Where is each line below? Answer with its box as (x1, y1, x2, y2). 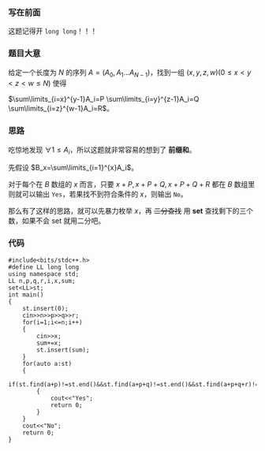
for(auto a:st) (22, 360, 73, 367)
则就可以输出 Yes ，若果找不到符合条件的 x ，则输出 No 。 (8, 189, 188, 199)
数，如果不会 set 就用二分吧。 (8, 216, 106, 225)
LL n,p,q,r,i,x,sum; (8, 277, 77, 285)
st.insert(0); (22, 304, 69, 312)
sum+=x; (36, 339, 62, 347)
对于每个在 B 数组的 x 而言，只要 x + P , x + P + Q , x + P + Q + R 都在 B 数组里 (8, 180, 256, 189)
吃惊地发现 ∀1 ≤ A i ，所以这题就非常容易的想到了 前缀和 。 (8, 144, 196, 156)
